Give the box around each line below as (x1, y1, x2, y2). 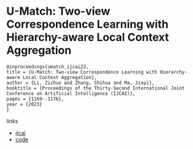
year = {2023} (6, 101, 43, 107)
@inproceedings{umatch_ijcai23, (6, 63, 89, 70)
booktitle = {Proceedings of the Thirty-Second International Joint (6, 85, 185, 91)
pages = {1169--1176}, (6, 96, 64, 102)
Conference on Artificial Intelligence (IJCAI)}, (6, 90, 136, 96)
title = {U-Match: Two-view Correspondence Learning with (6, 69, 157, 75)
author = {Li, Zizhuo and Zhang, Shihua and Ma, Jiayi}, (6, 80, 155, 86)
